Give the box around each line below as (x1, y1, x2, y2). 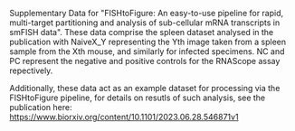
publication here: (9, 102, 72, 112)
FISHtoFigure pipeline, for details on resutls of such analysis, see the (9, 92, 266, 103)
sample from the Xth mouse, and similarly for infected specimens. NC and (9, 46, 285, 57)
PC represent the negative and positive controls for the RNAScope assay (9, 56, 281, 66)
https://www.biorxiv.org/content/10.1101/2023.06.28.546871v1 (9, 112, 239, 122)
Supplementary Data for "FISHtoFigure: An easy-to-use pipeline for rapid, (9, 8, 284, 18)
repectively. (9, 65, 53, 76)
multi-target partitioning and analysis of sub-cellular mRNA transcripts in (9, 17, 281, 28)
